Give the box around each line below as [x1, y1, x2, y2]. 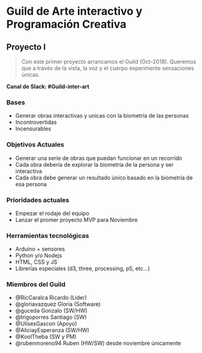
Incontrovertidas [15, 118, 57, 126]
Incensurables [15, 125, 51, 132]
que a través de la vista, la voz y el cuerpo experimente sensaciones [21, 64, 194, 72]
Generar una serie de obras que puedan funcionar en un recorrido [15, 154, 182, 162]
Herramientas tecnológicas [6, 231, 89, 240]
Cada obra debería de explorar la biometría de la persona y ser [15, 161, 174, 168]
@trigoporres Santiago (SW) [15, 314, 87, 321]
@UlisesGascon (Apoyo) [15, 320, 78, 327]
